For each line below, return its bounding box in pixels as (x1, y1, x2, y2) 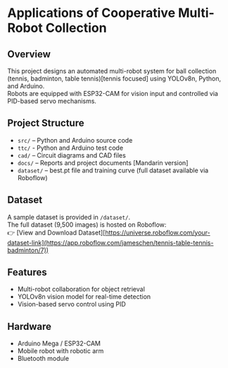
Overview (7, 48, 51, 60)
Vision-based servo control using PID (17, 300, 126, 309)
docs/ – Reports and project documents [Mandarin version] (17, 158, 189, 167)
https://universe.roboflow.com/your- (105, 228, 210, 237)
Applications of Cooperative (7, 5, 176, 21)
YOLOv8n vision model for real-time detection (17, 292, 151, 301)
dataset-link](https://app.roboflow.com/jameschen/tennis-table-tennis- (7, 238, 214, 247)
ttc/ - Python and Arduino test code (17, 143, 124, 152)
